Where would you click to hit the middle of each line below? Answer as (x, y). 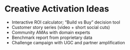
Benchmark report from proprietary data (52, 37)
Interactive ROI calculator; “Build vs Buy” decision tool (66, 22)
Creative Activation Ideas (57, 9)
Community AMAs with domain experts (51, 32)
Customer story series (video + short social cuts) (61, 27)
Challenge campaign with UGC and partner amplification (68, 42)
